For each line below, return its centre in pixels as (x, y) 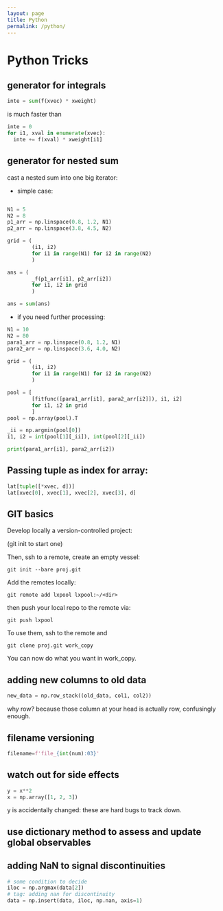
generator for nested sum (63, 161)
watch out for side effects (63, 775)
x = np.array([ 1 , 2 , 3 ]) (43, 797)
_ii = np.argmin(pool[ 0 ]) (44, 430)
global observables (49, 842)
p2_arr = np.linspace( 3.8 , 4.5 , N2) (59, 228)
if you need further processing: (61, 317)
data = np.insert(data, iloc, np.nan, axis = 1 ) (75, 901)
